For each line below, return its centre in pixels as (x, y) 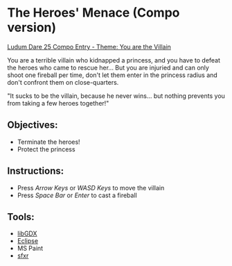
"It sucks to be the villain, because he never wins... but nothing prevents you (116, 96)
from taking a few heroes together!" (58, 103)
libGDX (27, 233)
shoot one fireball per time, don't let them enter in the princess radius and (113, 75)
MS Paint (30, 249)
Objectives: (33, 125)
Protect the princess (46, 149)
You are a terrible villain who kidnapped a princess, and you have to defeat (114, 60)
